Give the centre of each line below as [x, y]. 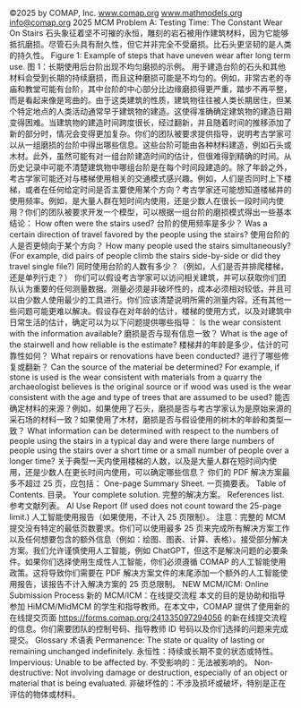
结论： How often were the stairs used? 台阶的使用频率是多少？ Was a [138, 223]
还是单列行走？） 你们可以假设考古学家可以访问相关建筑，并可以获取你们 [144, 277]
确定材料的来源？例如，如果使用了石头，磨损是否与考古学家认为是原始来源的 [150, 408]
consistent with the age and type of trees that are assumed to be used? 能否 [150, 397]
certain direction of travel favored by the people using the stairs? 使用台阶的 [150, 235]
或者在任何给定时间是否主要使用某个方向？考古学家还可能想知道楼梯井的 [158, 190]
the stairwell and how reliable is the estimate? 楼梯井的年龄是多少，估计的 [146, 345]
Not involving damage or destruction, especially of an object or [172, 672]
